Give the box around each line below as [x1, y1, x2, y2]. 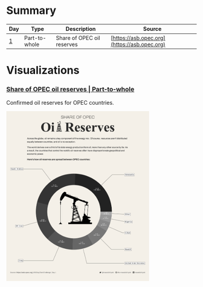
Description [65, 25, 96, 33]
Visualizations [6, 64, 80, 78]
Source [143, 25, 162, 33]
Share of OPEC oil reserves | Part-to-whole [6, 85, 135, 94]
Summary [6, 4, 56, 18]
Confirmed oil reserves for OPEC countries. [6, 99, 114, 106]
